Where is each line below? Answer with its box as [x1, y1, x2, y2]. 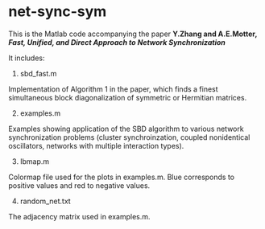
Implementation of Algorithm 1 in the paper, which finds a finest [8, 84, 219, 94]
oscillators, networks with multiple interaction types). [8, 141, 184, 150]
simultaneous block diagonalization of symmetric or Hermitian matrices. [8, 92, 247, 102]
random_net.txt [19, 196, 71, 206]
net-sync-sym [8, 2, 107, 21]
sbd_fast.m [19, 68, 57, 78]
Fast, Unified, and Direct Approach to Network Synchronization [8, 37, 226, 47]
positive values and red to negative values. [8, 180, 151, 190]
